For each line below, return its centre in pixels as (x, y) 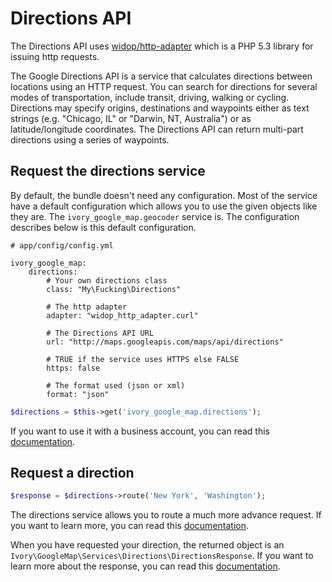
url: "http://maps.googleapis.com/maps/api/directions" (165, 342)
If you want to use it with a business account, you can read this (140, 431)
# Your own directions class (107, 280)
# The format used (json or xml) (116, 385)
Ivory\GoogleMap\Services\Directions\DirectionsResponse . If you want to (162, 556)
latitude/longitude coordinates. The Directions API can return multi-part (157, 129)
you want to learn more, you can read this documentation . (130, 526)
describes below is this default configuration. (103, 227)
